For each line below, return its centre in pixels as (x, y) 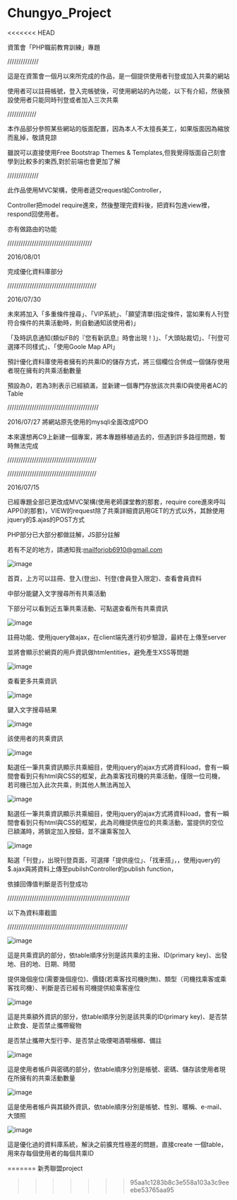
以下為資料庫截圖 (32, 912)
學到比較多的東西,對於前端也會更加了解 (64, 161)
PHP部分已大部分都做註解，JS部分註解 (64, 534)
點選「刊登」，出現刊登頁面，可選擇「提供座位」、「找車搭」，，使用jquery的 (114, 860)
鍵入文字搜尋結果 (32, 710)
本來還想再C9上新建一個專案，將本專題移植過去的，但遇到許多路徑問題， (114, 437)
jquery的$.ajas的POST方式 (46, 519)
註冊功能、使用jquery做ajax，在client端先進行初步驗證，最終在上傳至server (117, 637)
